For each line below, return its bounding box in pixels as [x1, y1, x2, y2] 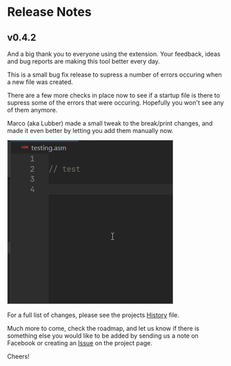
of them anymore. [7, 106, 58, 114]
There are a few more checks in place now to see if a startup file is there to [7, 91, 221, 99]
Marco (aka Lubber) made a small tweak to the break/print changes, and [7, 119, 213, 128]
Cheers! [7, 352, 30, 360]
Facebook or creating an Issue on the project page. [7, 339, 153, 347]
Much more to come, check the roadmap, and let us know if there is [7, 325, 200, 332]
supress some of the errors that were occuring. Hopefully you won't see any [7, 99, 224, 107]
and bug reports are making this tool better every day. [7, 57, 161, 65]
